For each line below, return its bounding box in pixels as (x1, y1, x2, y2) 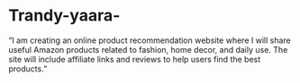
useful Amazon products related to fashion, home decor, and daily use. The (8, 44, 288, 54)
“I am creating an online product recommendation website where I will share (8, 35, 291, 46)
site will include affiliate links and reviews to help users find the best (8, 54, 261, 64)
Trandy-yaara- (8, 5, 121, 26)
